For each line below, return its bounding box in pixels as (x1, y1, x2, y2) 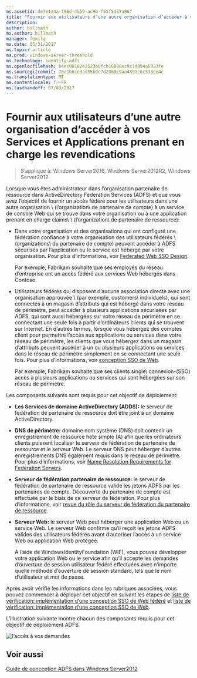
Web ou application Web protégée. (14, 537, 98, 544)
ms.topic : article (6, 47, 51, 53)
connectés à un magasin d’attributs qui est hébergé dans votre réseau (14, 300, 184, 307)
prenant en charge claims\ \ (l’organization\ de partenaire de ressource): (6, 216, 180, 223)
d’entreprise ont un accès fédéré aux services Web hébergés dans (14, 270, 176, 277)
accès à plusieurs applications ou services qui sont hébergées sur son (14, 374, 185, 381)
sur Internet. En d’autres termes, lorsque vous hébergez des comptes (14, 325, 182, 332)
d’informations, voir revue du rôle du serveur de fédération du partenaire (14, 501, 191, 508)
